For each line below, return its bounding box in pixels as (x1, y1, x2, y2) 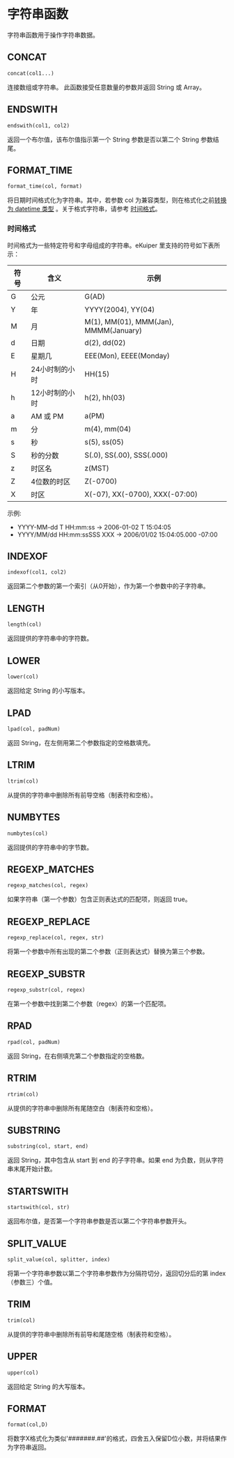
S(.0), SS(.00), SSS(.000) (84, 450, 169, 460)
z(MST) (84, 463, 109, 473)
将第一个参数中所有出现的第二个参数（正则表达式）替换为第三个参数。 (7, 947, 209, 956)
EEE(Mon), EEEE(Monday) (84, 351, 170, 360)
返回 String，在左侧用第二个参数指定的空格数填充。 (7, 738, 155, 746)
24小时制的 (31, 364, 68, 374)
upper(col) (7, 1369, 39, 1376)
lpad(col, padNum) (7, 726, 61, 732)
